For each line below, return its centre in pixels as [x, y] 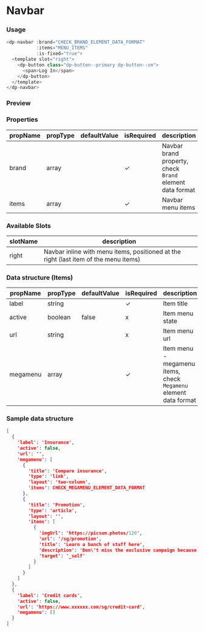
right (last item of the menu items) [92, 259]
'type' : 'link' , [49, 477]
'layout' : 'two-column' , [59, 482]
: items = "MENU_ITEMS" [62, 48]
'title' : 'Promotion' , [57, 505]
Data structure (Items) [40, 277]
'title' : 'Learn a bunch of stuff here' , [92, 544]
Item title [175, 304]
